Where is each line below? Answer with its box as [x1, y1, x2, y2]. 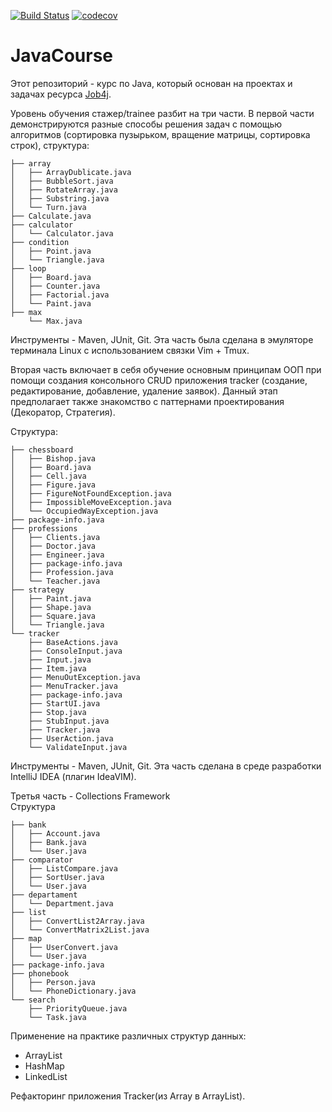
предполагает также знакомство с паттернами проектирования [10, 395, 285, 407]
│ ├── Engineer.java [10, 550, 105, 560]
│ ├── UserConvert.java [10, 942, 118, 952]
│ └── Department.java [10, 898, 114, 909]
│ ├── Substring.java [10, 193, 110, 204]
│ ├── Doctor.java [10, 541, 97, 551]
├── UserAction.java [28, 733, 114, 744]
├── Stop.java [28, 707, 87, 717]
